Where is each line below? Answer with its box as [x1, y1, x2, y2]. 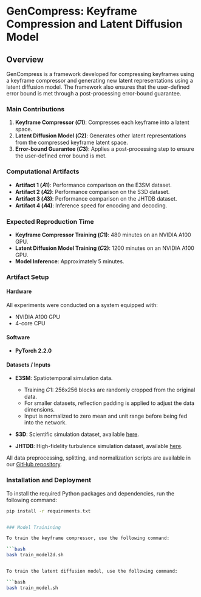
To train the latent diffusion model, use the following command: [6, 568, 178, 575]
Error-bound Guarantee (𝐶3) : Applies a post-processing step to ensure [15, 145, 194, 153]
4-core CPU [15, 320, 46, 327]
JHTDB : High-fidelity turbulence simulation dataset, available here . [15, 443, 183, 450]
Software [6, 333, 30, 341]
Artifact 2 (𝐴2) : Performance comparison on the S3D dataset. [15, 188, 170, 195]
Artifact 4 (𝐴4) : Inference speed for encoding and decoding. [15, 202, 168, 209]
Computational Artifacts [6, 167, 80, 176]
